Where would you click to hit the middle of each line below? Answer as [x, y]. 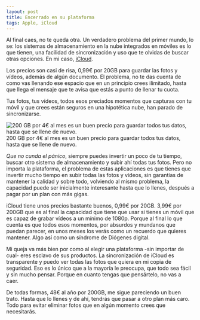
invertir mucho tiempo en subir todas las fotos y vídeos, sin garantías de [95, 175]
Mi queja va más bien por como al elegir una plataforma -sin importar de [95, 249]
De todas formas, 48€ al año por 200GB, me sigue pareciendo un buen [93, 292]
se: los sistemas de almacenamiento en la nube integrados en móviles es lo [99, 46]
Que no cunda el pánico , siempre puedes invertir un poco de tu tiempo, [94, 156]
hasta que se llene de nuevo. [41, 145]
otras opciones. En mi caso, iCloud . [50, 59]
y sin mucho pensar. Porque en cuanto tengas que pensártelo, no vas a [94, 275]
